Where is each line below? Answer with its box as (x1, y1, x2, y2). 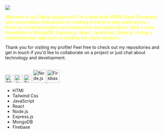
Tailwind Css (12, 93, 39, 99)
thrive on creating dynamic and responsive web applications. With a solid (5, 25, 154, 30)
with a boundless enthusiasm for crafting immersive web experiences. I (5, 19, 151, 25)
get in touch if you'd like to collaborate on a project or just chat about (5, 50, 146, 55)
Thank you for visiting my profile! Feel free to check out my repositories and (5, 44, 160, 50)
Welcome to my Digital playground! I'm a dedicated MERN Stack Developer (5, 14, 158, 20)
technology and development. (5, 55, 66, 60)
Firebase (12, 124, 31, 130)
